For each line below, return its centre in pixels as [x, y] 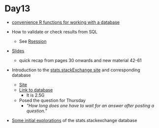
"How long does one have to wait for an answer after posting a [90, 105]
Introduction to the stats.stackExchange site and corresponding [76, 70]
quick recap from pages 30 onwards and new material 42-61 [80, 60]
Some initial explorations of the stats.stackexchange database [74, 120]
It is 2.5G [35, 95]
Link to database [36, 90]
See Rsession [33, 41]
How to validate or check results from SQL [54, 32]
